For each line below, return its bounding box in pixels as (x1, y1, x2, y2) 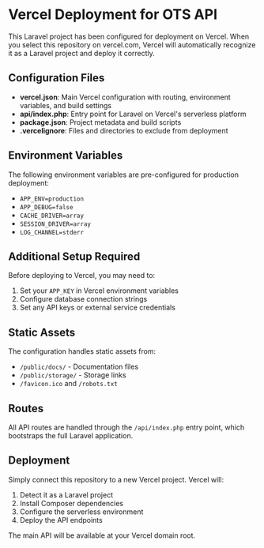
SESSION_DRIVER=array (19, 220, 91, 228)
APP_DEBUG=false (19, 203, 74, 211)
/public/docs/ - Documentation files (19, 362, 139, 372)
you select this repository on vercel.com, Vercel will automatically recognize (8, 39, 256, 49)
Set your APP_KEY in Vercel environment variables (19, 286, 179, 295)
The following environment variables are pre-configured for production (8, 170, 239, 179)
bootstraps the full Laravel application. (8, 431, 134, 440)
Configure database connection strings (19, 295, 148, 304)
